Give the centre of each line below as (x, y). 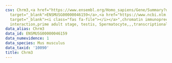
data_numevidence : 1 (27, 39)
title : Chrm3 (19, 52)
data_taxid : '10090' (27, 48)
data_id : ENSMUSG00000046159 (36, 34)
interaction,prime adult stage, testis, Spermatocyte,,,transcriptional (89, 24)
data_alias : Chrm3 (25, 29)
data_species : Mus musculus (35, 43)
